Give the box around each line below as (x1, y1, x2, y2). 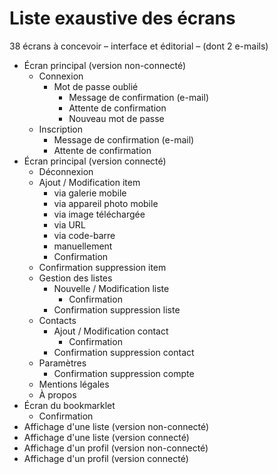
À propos (38, 388, 77, 401)
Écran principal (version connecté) (23, 155, 167, 167)
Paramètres (38, 357, 87, 369)
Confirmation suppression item (38, 261, 167, 273)
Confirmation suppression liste (53, 303, 181, 316)
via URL (53, 218, 86, 231)
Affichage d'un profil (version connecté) (23, 452, 189, 464)
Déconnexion (38, 165, 94, 177)
